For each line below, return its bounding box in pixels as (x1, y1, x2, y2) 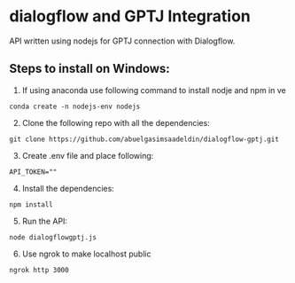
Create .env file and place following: (21, 150, 154, 161)
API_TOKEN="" (9, 167, 58, 177)
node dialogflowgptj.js (9, 232, 97, 241)
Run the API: (21, 216, 68, 226)
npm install (9, 200, 53, 209)
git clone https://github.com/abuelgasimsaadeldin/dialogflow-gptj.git (9, 135, 279, 144)
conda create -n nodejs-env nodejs (9, 102, 141, 111)
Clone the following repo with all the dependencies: (21, 117, 210, 128)
